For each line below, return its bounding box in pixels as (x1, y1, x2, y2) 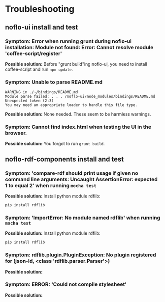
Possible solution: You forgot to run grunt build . (5, 141, 105, 147)
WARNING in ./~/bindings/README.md (5, 90, 78, 95)
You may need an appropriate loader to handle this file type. (5, 103, 138, 108)
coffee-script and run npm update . (5, 66, 73, 72)
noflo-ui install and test (5, 23, 78, 31)
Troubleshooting (5, 3, 75, 15)
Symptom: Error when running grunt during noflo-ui (5, 38, 132, 45)
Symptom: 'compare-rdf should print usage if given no (5, 169, 138, 176)
